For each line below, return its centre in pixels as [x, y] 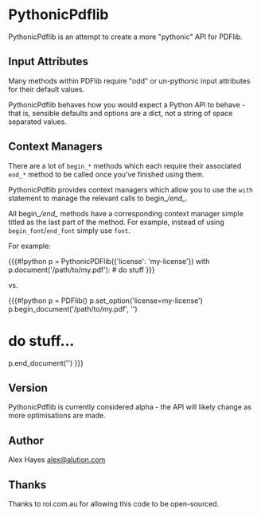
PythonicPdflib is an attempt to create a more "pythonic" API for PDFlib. [125, 37]
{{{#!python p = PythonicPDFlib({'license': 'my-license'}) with [109, 261]
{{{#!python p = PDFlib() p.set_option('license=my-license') [105, 301]
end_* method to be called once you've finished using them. [106, 174]
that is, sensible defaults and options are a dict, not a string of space [121, 113]
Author [26, 440]
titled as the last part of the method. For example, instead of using [116, 222]
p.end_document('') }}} [46, 363]
